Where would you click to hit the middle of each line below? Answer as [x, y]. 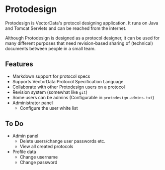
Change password [39, 162]
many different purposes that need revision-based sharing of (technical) [79, 43]
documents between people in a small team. [50, 48]
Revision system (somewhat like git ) [50, 92]
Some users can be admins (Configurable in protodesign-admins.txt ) [83, 97]
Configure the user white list [49, 108]
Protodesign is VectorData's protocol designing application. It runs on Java [82, 23]
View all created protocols [46, 146]
